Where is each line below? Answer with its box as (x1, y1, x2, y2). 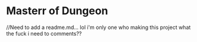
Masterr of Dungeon (6, 4, 108, 18)
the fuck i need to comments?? (6, 30, 82, 37)
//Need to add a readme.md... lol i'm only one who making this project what (6, 24, 191, 31)
